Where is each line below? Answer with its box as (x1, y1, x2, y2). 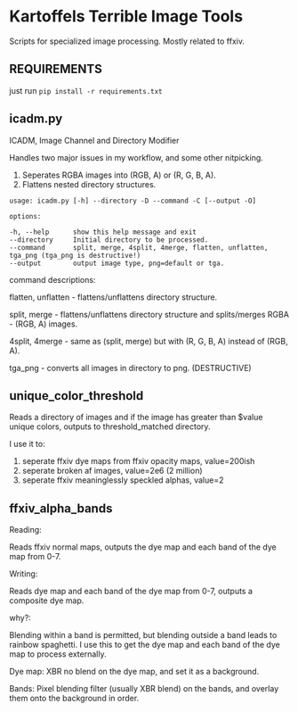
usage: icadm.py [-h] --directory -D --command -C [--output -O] (9, 196, 256, 205)
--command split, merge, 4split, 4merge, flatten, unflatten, (9, 243, 269, 252)
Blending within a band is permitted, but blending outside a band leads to (9, 630, 278, 641)
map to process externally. (9, 649, 107, 659)
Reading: (9, 525, 42, 535)
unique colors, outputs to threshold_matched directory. (9, 421, 211, 432)
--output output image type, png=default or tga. (9, 259, 225, 268)
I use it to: (9, 439, 46, 450)
